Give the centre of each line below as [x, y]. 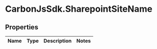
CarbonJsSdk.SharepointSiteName [79, 9]
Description [58, 41]
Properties [22, 27]
